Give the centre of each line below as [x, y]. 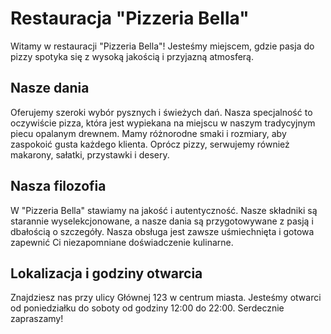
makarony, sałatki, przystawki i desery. [90, 154]
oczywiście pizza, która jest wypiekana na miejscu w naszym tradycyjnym [163, 123]
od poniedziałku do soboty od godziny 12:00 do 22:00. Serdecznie [147, 308]
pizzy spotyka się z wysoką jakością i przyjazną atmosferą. [132, 56]
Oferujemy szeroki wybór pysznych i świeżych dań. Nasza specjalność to [161, 112]
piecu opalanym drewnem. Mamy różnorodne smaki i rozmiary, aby [148, 133]
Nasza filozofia [58, 186]
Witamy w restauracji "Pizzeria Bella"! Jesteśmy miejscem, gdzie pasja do [162, 46]
